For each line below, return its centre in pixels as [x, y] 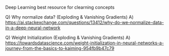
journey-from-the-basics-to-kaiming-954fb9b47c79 [60, 48]
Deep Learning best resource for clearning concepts [60, 7]
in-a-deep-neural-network [33, 28]
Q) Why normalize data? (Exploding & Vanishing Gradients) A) [70, 17]
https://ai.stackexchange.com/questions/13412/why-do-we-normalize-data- [85, 22]
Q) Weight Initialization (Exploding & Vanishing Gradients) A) [68, 38]
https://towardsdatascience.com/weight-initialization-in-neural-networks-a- [85, 43]
